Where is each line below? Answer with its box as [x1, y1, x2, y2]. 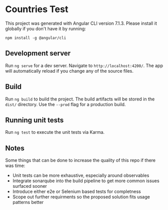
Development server [5, 49, 71, 58]
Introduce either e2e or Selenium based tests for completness [12, 188, 141, 195]
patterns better [12, 199, 44, 205]
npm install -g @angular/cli [5, 35, 66, 40]
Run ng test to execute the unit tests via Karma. [5, 129, 105, 135]
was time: [5, 163, 26, 169]
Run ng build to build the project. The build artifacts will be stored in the [5, 96, 155, 102]
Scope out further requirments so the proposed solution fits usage [12, 194, 150, 200]
